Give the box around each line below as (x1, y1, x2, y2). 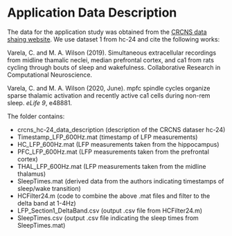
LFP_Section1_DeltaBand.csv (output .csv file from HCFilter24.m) (17, 206, 203, 215)
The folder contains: (7, 112, 65, 120)
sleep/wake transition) (17, 184, 81, 192)
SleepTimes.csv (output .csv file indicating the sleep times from (17, 213, 199, 222)
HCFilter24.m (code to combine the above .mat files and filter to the (17, 192, 211, 200)
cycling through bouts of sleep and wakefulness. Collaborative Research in (7, 63, 221, 71)
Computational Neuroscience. (7, 71, 92, 79)
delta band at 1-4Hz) (17, 199, 76, 207)
